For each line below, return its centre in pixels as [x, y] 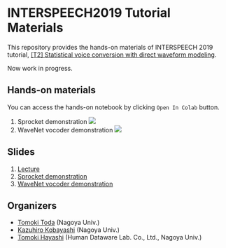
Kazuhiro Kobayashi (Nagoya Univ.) [69, 230]
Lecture [28, 169]
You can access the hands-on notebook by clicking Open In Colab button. [113, 107]
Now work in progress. [40, 68]
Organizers [32, 206]
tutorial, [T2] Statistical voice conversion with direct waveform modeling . [112, 55]
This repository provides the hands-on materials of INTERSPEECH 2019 [110, 47]
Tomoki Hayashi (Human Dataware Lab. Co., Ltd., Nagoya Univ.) [110, 237]
